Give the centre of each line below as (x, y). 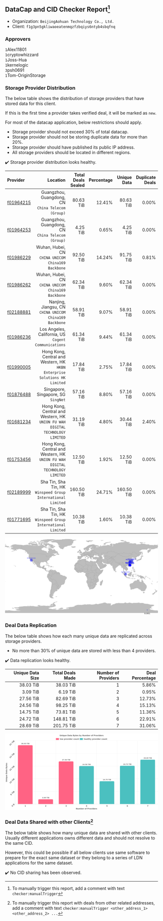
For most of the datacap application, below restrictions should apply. (73, 122)
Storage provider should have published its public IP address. (73, 147)
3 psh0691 (15, 70)
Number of (108, 673)
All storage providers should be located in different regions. (71, 153)
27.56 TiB (29, 699)
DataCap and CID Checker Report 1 (57, 9)
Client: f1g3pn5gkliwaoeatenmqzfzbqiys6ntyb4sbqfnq (64, 26)
